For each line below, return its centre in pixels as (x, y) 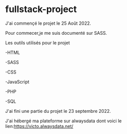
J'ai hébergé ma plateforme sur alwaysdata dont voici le (63, 121)
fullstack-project (41, 9)
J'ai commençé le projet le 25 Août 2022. (48, 23)
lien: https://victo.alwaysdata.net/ (39, 126)
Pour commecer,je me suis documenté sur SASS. (56, 33)
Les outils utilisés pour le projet (38, 43)
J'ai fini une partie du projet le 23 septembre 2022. (58, 111)
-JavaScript (17, 82)
